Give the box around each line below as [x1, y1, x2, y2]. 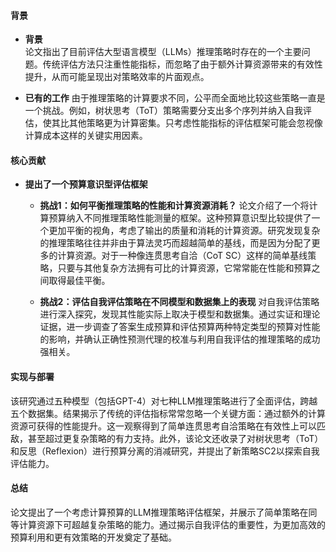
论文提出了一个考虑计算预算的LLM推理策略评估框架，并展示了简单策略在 [10, 506, 309, 518]
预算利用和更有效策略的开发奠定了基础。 [10, 531, 177, 543]
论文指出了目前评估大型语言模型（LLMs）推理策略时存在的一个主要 [24, 46, 302, 58]
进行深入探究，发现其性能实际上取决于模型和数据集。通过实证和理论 [39, 308, 321, 320]
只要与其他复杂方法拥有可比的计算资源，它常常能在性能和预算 [57, 262, 312, 274]
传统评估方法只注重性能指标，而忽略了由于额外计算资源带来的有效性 [42, 58, 323, 70]
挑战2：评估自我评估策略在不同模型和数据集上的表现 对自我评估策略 [39, 296, 320, 308]
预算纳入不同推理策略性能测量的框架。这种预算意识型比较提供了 [48, 212, 312, 224]
